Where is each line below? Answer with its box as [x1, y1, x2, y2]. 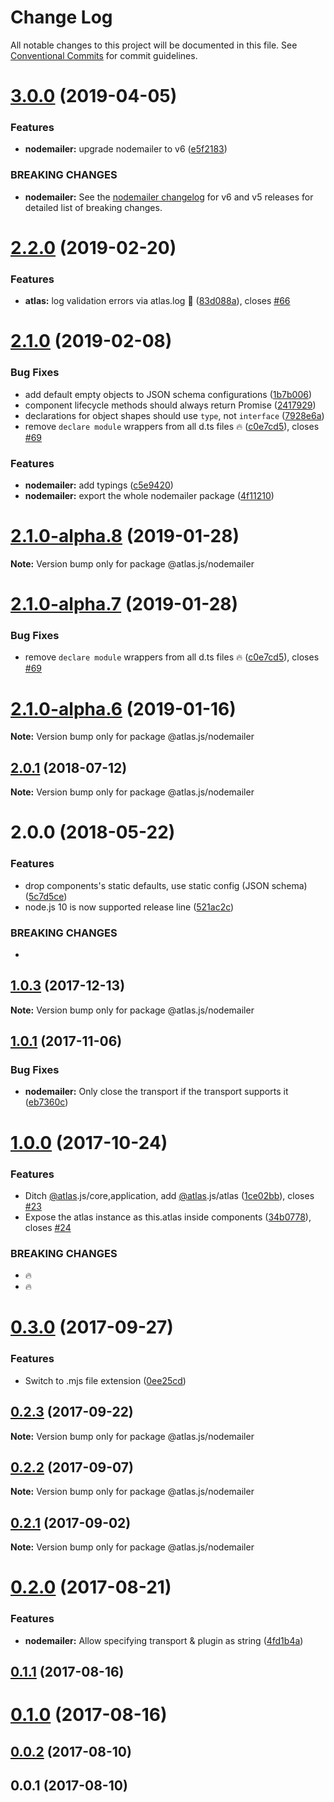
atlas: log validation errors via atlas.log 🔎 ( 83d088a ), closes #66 [24, 295, 291, 307]
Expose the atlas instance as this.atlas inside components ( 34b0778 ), [24, 1211, 312, 1223]
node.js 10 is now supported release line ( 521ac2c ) [24, 901, 235, 913]
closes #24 [24, 1221, 72, 1233]
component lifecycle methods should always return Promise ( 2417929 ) [24, 399, 317, 411]
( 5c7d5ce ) [24, 890, 68, 902]
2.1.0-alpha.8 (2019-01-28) [10, 525, 240, 548]
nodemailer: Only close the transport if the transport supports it [24, 1086, 289, 1098]
